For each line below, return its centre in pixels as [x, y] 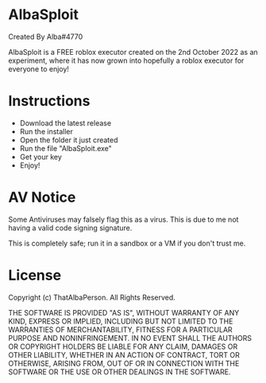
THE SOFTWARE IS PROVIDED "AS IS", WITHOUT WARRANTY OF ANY [124, 312]
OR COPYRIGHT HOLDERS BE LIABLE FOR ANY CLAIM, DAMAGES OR [123, 346]
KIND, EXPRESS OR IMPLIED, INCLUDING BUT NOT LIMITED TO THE [121, 321]
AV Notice [42, 197]
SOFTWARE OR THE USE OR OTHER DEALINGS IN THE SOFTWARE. [120, 372]
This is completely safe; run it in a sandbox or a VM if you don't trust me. [127, 243]
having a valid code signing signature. [70, 227]
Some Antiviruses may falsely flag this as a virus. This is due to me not [123, 219]
